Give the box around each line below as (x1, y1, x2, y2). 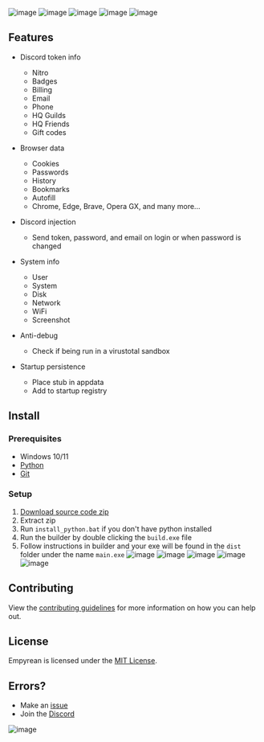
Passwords (31, 167, 69, 177)
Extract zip (19, 515, 56, 525)
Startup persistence (19, 362, 86, 371)
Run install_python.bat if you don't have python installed (19, 523, 213, 534)
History (31, 175, 56, 185)
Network (31, 297, 61, 307)
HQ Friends (31, 119, 70, 129)
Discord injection (19, 217, 76, 227)
